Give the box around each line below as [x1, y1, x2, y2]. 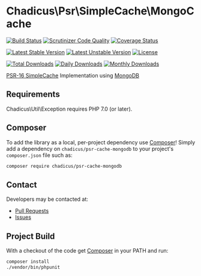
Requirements [6, 89, 60, 100]
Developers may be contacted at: [6, 195, 89, 203]
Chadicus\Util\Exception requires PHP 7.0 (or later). [6, 105, 133, 112]
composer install [6, 259, 50, 265]
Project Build [6, 231, 55, 241]
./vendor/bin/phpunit [6, 264, 61, 270]
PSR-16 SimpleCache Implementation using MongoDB [6, 72, 140, 79]
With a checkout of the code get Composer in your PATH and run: [6, 247, 169, 254]
